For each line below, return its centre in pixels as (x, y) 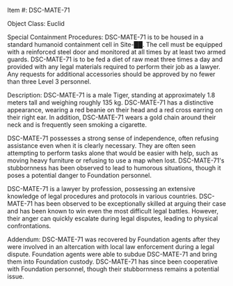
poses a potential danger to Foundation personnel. (79, 175)
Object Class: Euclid (36, 23)
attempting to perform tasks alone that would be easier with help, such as (113, 153)
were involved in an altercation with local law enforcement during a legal (111, 247)
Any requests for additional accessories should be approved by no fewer (111, 74)
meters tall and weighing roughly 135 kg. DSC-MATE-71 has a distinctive (111, 103)
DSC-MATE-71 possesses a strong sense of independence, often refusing (113, 138)
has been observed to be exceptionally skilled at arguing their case (130, 204)
